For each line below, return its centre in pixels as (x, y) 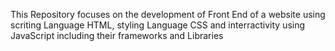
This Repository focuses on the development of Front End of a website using (168, 14)
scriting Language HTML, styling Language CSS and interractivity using (158, 25)
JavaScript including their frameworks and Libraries (117, 35)
